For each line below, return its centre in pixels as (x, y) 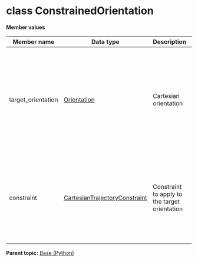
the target (166, 201)
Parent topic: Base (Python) (40, 253)
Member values (26, 27)
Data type (105, 41)
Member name (34, 41)
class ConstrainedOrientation (80, 11)
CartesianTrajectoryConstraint (105, 198)
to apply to (168, 194)
